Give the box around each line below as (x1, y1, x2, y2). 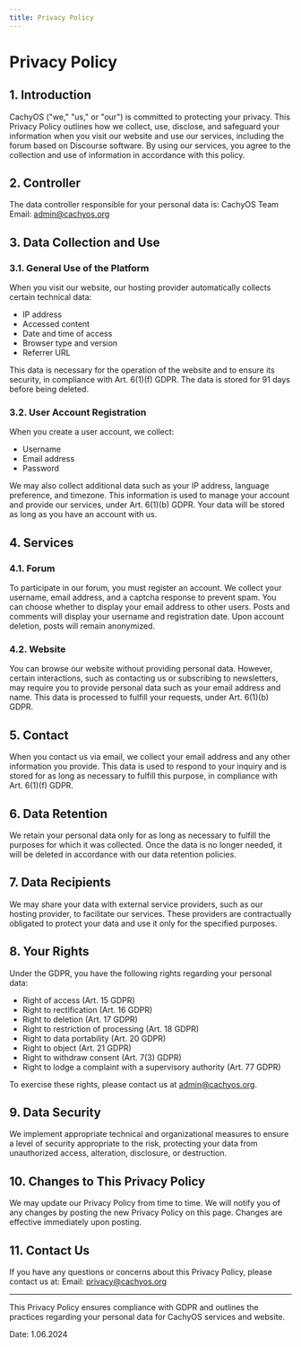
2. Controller (9, 176, 82, 191)
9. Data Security (9, 1105, 101, 1121)
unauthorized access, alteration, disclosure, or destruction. (9, 1148, 228, 1158)
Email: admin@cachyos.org (9, 208, 110, 220)
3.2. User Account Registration (9, 406, 147, 418)
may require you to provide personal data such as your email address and (9, 682, 281, 693)
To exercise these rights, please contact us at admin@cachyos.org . (9, 1078, 258, 1089)
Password (21, 463, 60, 474)
